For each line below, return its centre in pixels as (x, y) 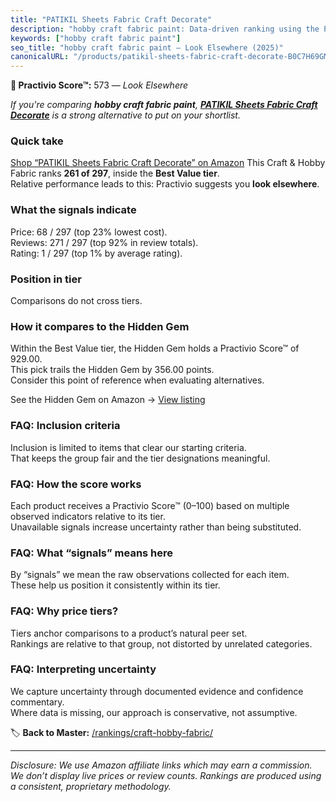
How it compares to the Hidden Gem (100, 326)
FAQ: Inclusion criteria (65, 426)
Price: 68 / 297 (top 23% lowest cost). (89, 232)
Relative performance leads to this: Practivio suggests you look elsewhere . (165, 184)
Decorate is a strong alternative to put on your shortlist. (125, 115)
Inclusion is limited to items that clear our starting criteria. (128, 447)
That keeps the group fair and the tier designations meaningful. (140, 458)
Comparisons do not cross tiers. (76, 301)
